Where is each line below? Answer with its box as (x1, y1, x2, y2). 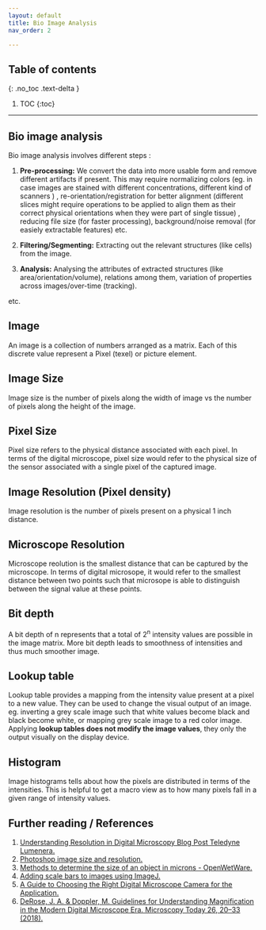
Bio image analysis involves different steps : (8, 151, 151, 159)
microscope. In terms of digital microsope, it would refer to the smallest (8, 567, 241, 577)
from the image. (19, 249, 72, 258)
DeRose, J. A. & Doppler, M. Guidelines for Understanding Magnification (19, 896, 255, 905)
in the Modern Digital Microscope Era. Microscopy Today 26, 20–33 (19, 905, 241, 914)
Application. (19, 888, 59, 897)
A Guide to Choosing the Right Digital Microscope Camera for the (19, 879, 233, 889)
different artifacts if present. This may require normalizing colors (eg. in (19, 175, 253, 183)
